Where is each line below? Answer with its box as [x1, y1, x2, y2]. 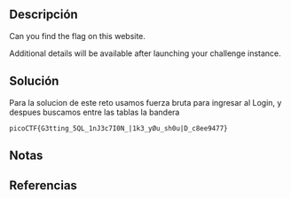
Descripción [9, 7, 78, 22]
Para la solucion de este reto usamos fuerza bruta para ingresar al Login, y [9, 97, 282, 107]
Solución [9, 74, 59, 89]
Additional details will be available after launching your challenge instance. [9, 48, 281, 59]
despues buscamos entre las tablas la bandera [9, 107, 180, 117]
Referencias [9, 178, 78, 194]
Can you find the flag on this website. [9, 30, 146, 41]
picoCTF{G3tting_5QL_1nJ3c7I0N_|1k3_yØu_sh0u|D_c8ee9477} [9, 123, 228, 132]
